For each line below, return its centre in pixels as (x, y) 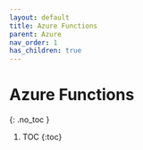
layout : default (39, 17)
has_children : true (46, 51)
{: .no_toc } (29, 120)
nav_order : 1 (34, 42)
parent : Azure (36, 34)
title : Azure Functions (54, 26)
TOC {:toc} (42, 137)
